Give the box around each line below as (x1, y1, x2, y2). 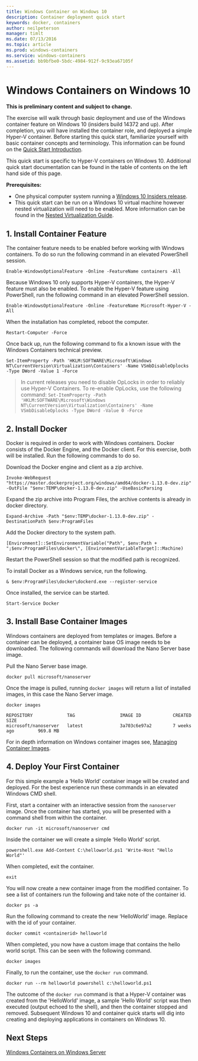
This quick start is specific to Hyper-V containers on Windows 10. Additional (6, 157, 191, 164)
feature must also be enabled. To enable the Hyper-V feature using (6, 285, 169, 293)
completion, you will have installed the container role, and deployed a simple (6, 127, 192, 134)
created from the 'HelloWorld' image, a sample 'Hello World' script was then (6, 997, 191, 1004)
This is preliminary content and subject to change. (6, 103, 132, 110)
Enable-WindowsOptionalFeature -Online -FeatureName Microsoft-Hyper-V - (6, 303, 192, 309)
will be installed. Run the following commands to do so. (6, 452, 140, 459)
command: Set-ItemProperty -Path (20, 391, 106, 398)
